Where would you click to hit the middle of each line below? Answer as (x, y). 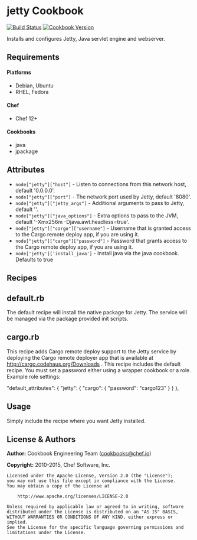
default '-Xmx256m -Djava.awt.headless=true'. (72, 222)
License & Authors (41, 439)
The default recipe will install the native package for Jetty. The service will (97, 312)
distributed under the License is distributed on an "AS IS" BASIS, (93, 512)
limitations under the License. (46, 533)
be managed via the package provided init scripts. (68, 318)
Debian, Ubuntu (34, 85)
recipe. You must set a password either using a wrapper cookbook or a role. (99, 370)
